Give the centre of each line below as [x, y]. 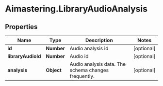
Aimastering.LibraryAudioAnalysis [76, 9]
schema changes [89, 70]
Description [99, 40]
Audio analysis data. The [98, 64]
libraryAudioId [24, 56]
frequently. [82, 76]
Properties [21, 27]
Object [54, 70]
